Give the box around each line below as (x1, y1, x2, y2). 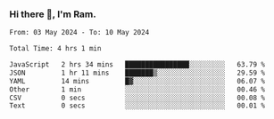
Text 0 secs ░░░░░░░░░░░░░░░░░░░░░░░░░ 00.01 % (9, 101, 266, 110)
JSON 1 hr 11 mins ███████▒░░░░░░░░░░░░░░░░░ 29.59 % (9, 68, 266, 77)
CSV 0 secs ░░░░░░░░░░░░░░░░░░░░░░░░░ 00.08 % (9, 93, 266, 102)
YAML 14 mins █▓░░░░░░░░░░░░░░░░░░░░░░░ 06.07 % (9, 76, 266, 85)
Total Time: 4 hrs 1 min (9, 44, 102, 53)
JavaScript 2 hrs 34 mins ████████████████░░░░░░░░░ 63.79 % (9, 60, 266, 69)
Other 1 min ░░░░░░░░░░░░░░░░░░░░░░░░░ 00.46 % (9, 84, 266, 94)
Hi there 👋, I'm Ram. (9, 8, 96, 20)
